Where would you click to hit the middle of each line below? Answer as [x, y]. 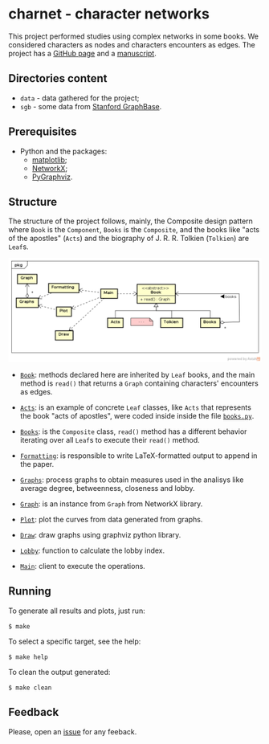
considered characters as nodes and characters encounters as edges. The [132, 44]
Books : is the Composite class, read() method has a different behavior [133, 431]
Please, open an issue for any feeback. [73, 731]
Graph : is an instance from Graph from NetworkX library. [111, 504]
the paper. [37, 464]
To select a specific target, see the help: [75, 641]
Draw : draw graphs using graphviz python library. [100, 535]
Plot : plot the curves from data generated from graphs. [111, 520]
